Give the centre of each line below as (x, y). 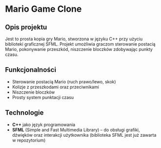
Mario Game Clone (43, 9)
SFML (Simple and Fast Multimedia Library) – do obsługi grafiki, (76, 130)
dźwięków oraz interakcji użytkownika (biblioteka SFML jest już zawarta (84, 135)
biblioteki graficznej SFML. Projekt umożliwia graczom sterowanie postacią (80, 44)
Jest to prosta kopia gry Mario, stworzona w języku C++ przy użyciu (74, 39)
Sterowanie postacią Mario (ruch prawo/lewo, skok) (64, 81)
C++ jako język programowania (44, 124)
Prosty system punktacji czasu (43, 97)
